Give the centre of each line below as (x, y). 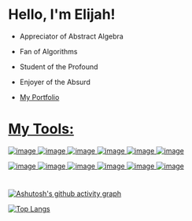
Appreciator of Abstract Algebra (71, 36)
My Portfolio (39, 97)
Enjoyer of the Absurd (55, 82)
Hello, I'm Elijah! (62, 15)
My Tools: (41, 129)
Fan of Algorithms (48, 51)
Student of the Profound (59, 66)
